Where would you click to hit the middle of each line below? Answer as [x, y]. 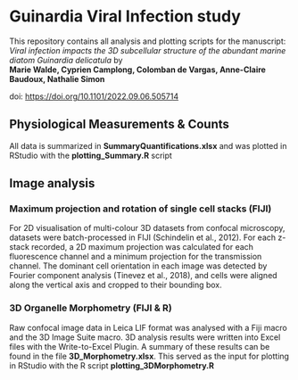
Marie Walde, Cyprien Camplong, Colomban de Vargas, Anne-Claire [137, 70]
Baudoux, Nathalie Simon [57, 78]
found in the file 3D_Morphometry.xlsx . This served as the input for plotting [149, 356]
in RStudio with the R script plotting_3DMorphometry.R [112, 365]
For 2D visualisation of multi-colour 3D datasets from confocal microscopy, [147, 228]
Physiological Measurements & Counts [120, 124]
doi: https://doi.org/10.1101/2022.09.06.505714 [94, 96]
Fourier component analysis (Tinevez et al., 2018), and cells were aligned [144, 276]
